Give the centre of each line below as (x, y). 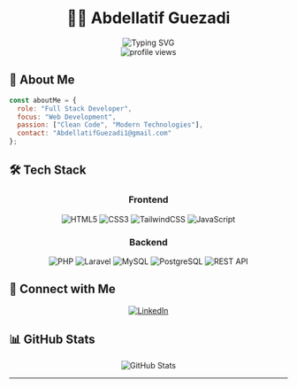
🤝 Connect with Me (63, 289)
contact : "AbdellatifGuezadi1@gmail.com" (95, 133)
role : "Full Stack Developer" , (75, 109)
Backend (148, 242)
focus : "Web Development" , (67, 117)
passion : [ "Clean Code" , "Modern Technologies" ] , (110, 125)
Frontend (148, 200)
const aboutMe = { (43, 100)
